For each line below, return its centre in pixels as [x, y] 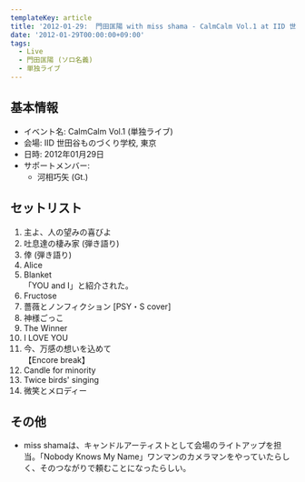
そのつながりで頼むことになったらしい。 [115, 468]
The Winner [45, 327]
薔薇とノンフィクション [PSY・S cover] [97, 306]
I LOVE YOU [46, 337]
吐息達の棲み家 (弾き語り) [71, 243]
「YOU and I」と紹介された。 [79, 285]
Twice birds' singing [61, 379]
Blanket [38, 275]
